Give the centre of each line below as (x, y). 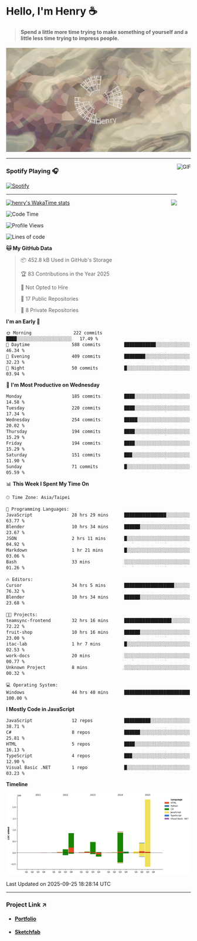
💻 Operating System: (32, 685)
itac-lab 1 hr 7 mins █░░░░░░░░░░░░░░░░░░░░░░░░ (98, 644)
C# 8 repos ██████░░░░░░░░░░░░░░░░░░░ (98, 733)
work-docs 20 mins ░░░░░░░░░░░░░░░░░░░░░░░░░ (98, 656)
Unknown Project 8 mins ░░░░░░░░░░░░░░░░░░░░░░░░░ (98, 668)
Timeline (17, 784)
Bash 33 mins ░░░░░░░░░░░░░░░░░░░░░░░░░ (98, 562)
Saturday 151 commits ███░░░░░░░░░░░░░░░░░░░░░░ (98, 455)
